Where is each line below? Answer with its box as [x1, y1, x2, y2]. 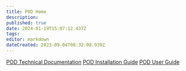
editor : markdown [6, 36, 49, 42]
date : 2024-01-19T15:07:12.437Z [6, 25, 86, 32]
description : [6, 14, 39, 20]
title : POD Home [6, 8, 46, 15]
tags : [6, 31, 20, 37]
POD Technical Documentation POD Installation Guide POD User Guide [6, 58, 180, 66]
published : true [6, 20, 46, 26]
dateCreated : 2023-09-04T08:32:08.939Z [6, 42, 106, 48]
